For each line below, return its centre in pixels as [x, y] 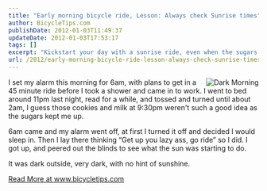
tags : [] [23, 45]
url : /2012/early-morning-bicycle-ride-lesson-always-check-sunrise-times [135, 60]
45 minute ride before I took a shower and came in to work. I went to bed [128, 90]
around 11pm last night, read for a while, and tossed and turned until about [130, 99]
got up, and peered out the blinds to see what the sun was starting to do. [128, 148]
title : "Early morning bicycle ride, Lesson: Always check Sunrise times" [135, 15]
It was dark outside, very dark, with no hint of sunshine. [99, 163]
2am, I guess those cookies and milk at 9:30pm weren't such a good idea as [133, 107]
